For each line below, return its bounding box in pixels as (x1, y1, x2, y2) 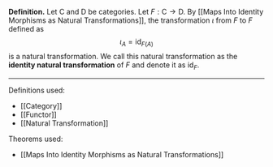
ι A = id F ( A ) (119, 36, 154, 48)
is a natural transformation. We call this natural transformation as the (8, 51, 238, 61)
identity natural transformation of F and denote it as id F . (8, 60, 200, 71)
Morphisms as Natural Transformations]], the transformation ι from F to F (8, 15, 253, 25)
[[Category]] (19, 101, 63, 110)
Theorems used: (8, 134, 63, 143)
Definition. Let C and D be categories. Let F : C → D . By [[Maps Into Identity (8, 7, 264, 16)
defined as (8, 24, 45, 33)
